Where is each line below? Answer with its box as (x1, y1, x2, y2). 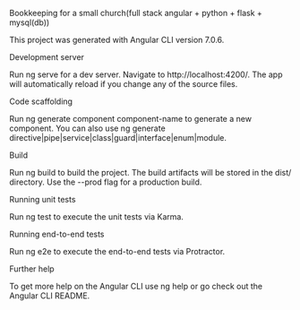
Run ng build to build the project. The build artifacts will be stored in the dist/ (9, 168, 292, 177)
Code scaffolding (9, 96, 73, 107)
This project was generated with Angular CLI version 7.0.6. (9, 35, 225, 45)
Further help (9, 263, 56, 274)
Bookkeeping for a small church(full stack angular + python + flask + (9, 8, 262, 18)
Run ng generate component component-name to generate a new (9, 114, 253, 124)
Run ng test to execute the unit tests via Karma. (9, 211, 184, 222)
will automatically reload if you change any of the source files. (9, 79, 238, 89)
